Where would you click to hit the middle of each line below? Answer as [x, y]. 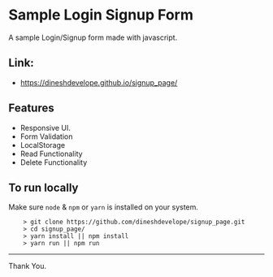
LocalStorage [43, 145]
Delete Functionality [54, 162]
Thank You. [28, 266]
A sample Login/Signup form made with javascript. [93, 37]
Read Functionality [51, 154]
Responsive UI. [45, 128]
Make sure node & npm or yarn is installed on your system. [104, 207]
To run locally [43, 187]
